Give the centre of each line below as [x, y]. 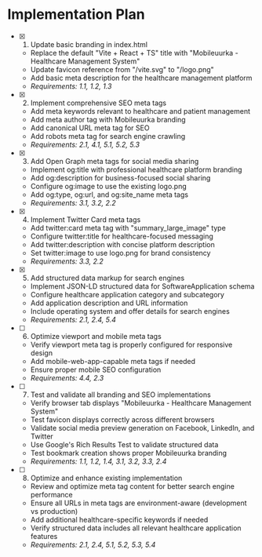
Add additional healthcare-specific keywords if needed [119, 519]
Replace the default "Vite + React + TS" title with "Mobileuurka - [134, 53]
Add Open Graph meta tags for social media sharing [115, 161]
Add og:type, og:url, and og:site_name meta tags [109, 195]
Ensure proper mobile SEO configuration [96, 370]
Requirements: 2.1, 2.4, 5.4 [73, 319]
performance [52, 494]
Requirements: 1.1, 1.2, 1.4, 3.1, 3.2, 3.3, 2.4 [98, 461]
